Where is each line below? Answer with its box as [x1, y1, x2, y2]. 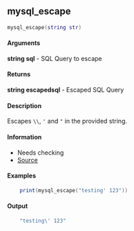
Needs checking [17, 148, 64, 157]
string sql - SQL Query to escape [7, 54, 102, 62]
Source [17, 155, 38, 164]
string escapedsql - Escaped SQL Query [7, 86, 124, 94]
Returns [7, 70, 31, 78]
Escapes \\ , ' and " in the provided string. [7, 117, 128, 126]
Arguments [7, 39, 41, 47]
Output [7, 202, 28, 210]
